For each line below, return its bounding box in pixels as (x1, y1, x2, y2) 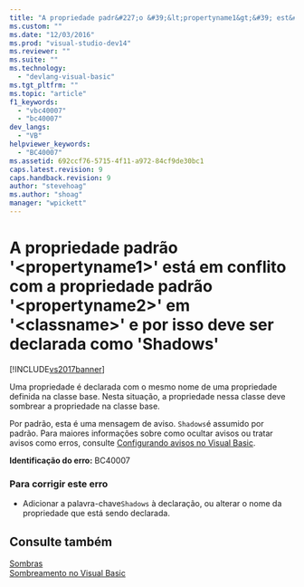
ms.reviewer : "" (9, 47, 71, 56)
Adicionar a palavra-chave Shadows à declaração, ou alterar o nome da (22, 498, 282, 509)
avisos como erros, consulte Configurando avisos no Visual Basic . (9, 437, 256, 448)
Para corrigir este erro (9, 477, 109, 490)
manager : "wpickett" (9, 198, 88, 208)
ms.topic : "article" (9, 89, 88, 98)
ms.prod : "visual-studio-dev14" (9, 38, 131, 48)
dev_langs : (9, 123, 51, 132)
